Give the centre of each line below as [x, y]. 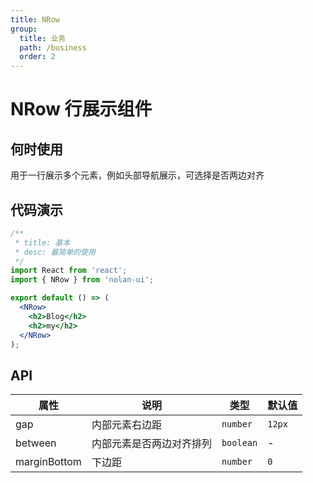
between [36, 443]
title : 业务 [43, 38]
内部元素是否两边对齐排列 [151, 444]
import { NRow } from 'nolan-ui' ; [82, 280]
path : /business [53, 47]
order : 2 [37, 57]
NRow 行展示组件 [81, 109]
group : [24, 29]
